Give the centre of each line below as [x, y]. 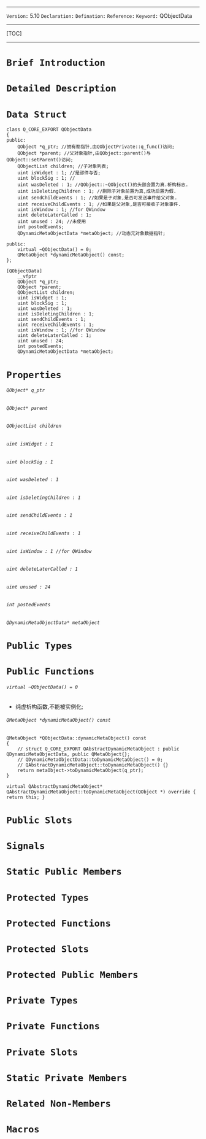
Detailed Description [61, 89]
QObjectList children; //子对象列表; [63, 166]
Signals [26, 846]
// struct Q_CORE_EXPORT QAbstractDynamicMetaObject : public [98, 749]
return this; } [26, 797]
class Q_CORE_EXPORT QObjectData [49, 129]
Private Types [42, 1001]
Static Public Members [64, 872]
